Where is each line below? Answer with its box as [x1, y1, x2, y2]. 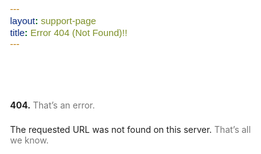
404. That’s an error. [9, 99, 96, 111]
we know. [9, 134, 50, 146]
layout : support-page [9, 14, 97, 26]
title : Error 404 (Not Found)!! [9, 26, 128, 38]
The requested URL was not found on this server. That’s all [9, 124, 251, 136]
